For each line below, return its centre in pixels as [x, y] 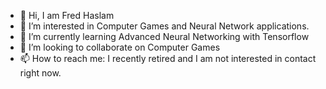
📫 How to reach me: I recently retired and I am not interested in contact [168, 58]
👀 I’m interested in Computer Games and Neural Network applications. [164, 26]
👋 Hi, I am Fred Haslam [67, 15]
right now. [40, 73]
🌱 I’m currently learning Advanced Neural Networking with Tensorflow [164, 36]
